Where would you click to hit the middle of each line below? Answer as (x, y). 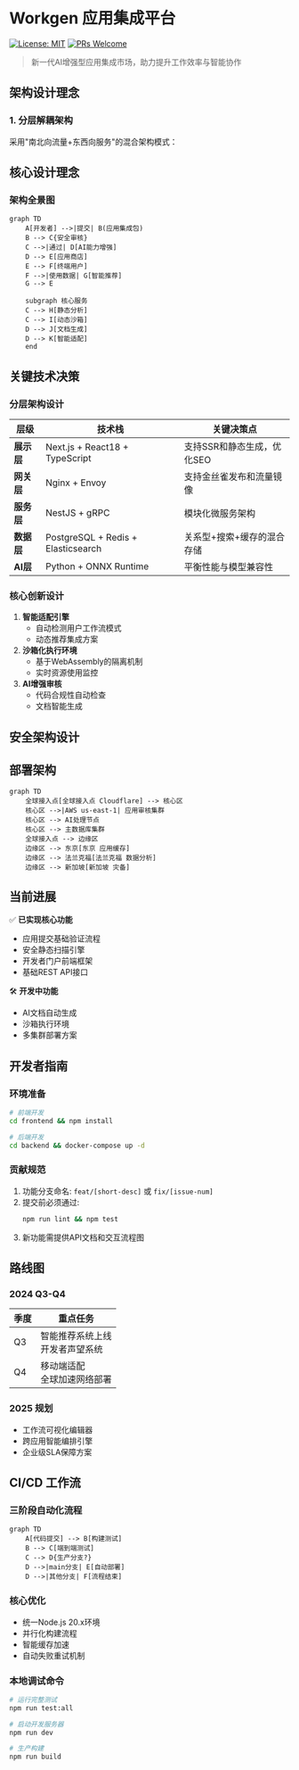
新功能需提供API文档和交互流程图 (83, 1237)
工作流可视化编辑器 (57, 1429)
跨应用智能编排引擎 (57, 1441)
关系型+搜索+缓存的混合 (234, 537)
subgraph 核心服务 (57, 301)
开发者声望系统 (72, 1350)
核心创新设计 (37, 596)
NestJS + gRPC (78, 513)
